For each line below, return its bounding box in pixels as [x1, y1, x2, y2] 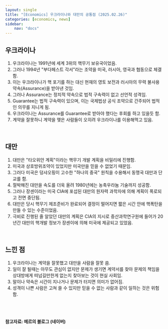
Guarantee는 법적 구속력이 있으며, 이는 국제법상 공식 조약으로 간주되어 [12, 97, 150, 103]
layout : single [5, 7, 37, 13]
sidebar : [5, 21, 24, 27]
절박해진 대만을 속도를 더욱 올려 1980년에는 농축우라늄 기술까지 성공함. [12, 182, 151, 188]
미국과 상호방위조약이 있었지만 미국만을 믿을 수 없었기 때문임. [12, 163, 132, 169]
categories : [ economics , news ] [5, 17, 71, 22]
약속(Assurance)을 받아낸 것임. [12, 85, 74, 91]
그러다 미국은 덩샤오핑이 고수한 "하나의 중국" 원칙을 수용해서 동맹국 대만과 [12, 169, 157, 175]
